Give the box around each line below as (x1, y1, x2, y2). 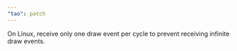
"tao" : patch (7, 10, 46, 17)
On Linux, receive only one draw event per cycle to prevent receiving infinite (7, 29, 230, 38)
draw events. (7, 36, 45, 45)
